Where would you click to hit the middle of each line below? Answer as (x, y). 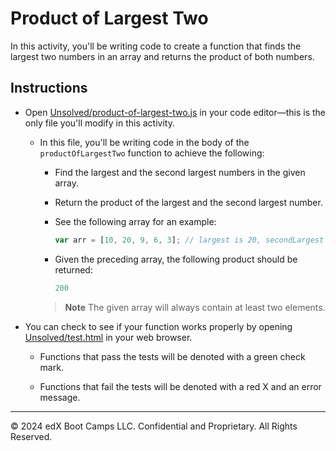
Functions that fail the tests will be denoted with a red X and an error (180, 386)
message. (60, 397)
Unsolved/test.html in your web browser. (108, 337)
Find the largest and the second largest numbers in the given (180, 172)
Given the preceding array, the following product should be (176, 259)
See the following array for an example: (135, 221)
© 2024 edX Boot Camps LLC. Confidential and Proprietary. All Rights (154, 426)
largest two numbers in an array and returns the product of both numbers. (162, 56)
